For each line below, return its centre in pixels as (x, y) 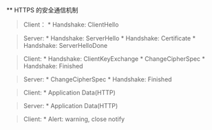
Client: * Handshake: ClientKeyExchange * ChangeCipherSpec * (114, 59)
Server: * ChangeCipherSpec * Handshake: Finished (98, 79)
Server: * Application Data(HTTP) (71, 106)
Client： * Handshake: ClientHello (71, 25)
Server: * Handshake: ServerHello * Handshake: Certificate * (109, 38)
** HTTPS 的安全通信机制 (42, 10)
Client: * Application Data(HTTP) (70, 92)
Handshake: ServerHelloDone (65, 45)
